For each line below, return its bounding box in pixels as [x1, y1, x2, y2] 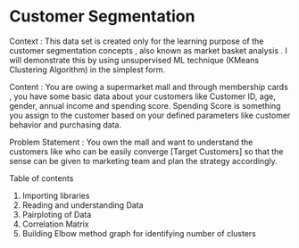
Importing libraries [21, 190, 90, 201]
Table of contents [9, 172, 74, 184]
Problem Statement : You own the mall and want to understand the [9, 136, 253, 147]
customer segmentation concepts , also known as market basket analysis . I [9, 45, 287, 55]
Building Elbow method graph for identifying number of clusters [21, 227, 256, 238]
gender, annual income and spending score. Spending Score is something [9, 100, 281, 111]
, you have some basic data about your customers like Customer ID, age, [9, 91, 277, 102]
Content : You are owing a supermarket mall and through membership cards [9, 81, 288, 92]
